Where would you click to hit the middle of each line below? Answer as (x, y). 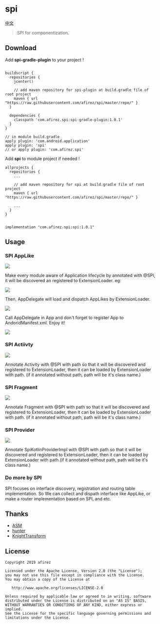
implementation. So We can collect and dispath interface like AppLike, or (78, 493)
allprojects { (19, 167)
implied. (14, 609)
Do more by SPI (24, 478)
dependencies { (25, 115)
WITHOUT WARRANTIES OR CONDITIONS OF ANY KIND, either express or (74, 605)
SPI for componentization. (43, 33)
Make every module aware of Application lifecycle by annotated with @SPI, (80, 275)
